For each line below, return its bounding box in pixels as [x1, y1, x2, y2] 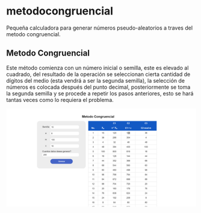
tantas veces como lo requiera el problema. [6, 96, 114, 103]
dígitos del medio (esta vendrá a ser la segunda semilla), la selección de [6, 77, 185, 84]
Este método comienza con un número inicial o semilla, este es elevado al [6, 64, 189, 71]
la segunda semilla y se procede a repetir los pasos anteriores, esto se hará [6, 89, 194, 97]
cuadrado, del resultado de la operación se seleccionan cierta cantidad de [6, 71, 191, 78]
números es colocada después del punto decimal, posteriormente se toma [6, 83, 191, 91]
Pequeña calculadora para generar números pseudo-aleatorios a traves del [6, 24, 193, 31]
